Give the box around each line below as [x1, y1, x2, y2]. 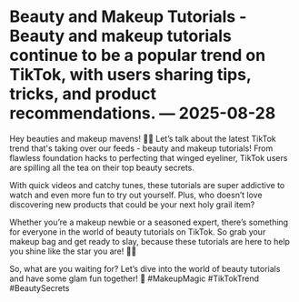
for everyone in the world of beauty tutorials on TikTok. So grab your [9, 226, 266, 237]
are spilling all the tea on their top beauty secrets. [9, 162, 195, 173]
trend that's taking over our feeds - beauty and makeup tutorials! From [9, 143, 274, 154]
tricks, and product [9, 84, 157, 105]
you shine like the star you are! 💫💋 [9, 246, 137, 257]
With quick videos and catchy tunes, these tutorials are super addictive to [9, 179, 285, 190]
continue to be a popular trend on [9, 45, 266, 65]
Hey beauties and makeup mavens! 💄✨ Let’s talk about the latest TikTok [9, 133, 277, 144]
